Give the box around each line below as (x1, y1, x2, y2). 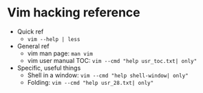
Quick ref (17, 27, 44, 36)
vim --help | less (27, 36, 81, 42)
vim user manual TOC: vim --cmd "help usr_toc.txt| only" (27, 56, 197, 64)
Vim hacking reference (7, 5, 141, 21)
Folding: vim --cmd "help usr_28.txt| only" (27, 78, 154, 86)
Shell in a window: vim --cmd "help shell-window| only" (27, 70, 189, 79)
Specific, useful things (17, 64, 81, 72)
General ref (17, 42, 50, 50)
